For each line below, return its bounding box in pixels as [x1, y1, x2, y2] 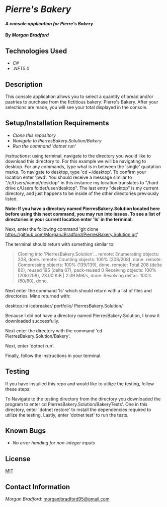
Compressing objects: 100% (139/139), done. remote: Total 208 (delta [17, 262, 162, 268]
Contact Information [5, 482, 70, 491]
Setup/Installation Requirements [5, 119, 109, 127]
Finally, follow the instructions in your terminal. [5, 352, 102, 359]
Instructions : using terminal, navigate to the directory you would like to [5, 153, 151, 159]
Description [5, 80, 43, 89]
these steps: [5, 386, 31, 392]
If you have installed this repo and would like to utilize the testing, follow [5, 380, 154, 387]
